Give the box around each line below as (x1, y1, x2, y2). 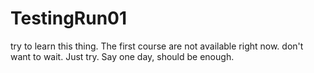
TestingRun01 (10, 7, 128, 30)
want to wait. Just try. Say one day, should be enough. (10, 50, 235, 62)
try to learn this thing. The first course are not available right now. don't (10, 40, 304, 52)
